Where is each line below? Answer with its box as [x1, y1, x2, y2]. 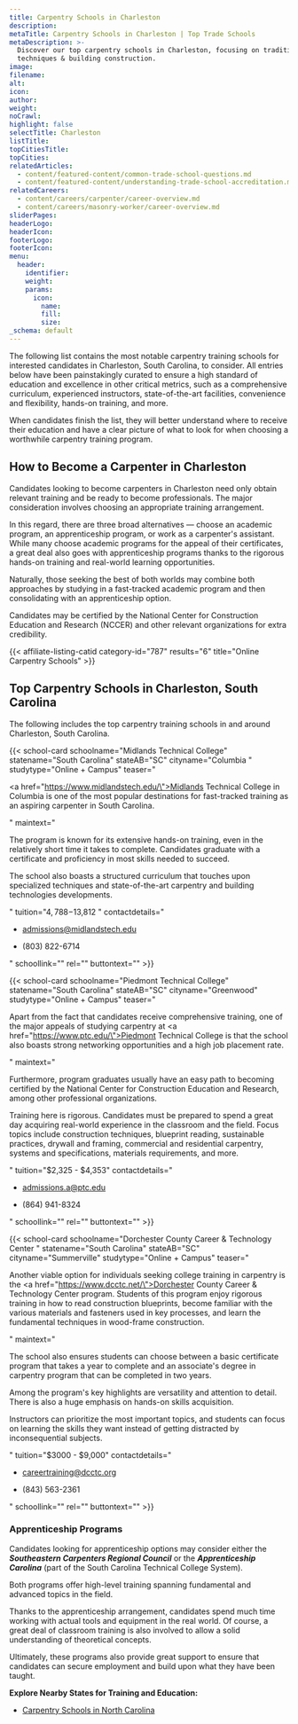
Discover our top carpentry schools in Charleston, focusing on [17, 46, 260, 55]
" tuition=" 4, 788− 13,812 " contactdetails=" [9, 906, 165, 917]
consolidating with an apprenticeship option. [9, 592, 171, 603]
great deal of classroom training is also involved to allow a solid [9, 1625, 241, 1635]
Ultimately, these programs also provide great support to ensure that [9, 1651, 260, 1662]
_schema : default [9, 326, 74, 335]
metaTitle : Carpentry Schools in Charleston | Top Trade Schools [9, 29, 255, 38]
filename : [9, 71, 46, 80]
